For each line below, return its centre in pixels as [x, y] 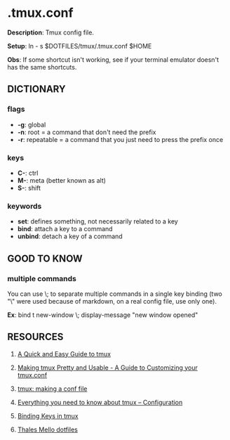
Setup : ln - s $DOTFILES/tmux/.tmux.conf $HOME [80, 46]
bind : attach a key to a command [65, 229]
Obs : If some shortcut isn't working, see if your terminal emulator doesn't [113, 59]
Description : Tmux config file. [51, 32]
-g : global [32, 124]
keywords [25, 206]
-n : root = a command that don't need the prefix [87, 132]
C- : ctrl [28, 173]
